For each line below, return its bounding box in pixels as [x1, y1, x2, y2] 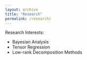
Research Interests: [5, 30, 44, 36]
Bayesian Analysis [12, 39, 49, 45]
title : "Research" [5, 12, 43, 17]
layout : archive [5, 7, 38, 12]
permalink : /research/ [5, 16, 51, 21]
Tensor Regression [12, 44, 50, 50]
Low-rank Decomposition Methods [12, 49, 83, 55]
